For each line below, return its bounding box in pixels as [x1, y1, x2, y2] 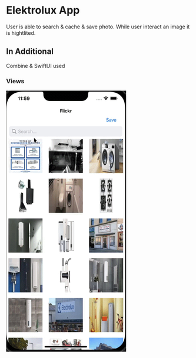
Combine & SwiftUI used [6, 62, 65, 69]
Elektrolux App [6, 4, 80, 17]
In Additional [6, 47, 54, 57]
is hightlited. [6, 29, 36, 36]
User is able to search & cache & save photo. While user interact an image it [6, 23, 190, 30]
